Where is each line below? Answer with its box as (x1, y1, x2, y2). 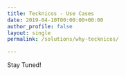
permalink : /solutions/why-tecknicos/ (7, 36, 119, 43)
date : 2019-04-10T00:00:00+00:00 (7, 17, 104, 23)
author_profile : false (7, 23, 73, 30)
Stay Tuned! (7, 61, 42, 69)
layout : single (7, 29, 51, 37)
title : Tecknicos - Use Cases (7, 10, 95, 17)
